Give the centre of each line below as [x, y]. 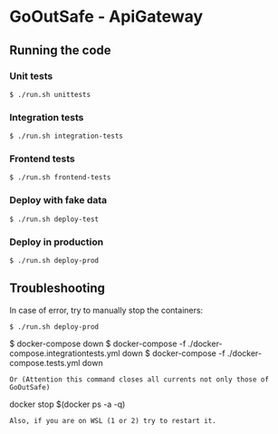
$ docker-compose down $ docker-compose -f [98, 343]
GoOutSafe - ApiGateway [106, 17]
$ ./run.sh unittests [50, 94]
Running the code [60, 50]
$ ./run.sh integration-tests [67, 136]
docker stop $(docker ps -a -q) [67, 404]
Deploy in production [57, 242]
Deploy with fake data [58, 200]
